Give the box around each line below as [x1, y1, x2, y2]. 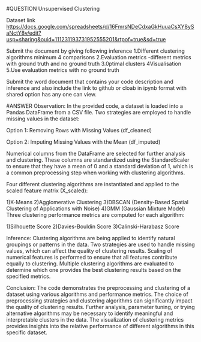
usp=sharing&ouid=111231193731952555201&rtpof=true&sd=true [6, 36, 166, 43]
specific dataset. [6, 329, 48, 336]
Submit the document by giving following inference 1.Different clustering [6, 47, 185, 55]
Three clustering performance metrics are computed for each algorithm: [6, 211, 185, 218]
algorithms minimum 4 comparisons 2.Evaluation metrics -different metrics [6, 54, 191, 60]
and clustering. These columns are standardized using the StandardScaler [6, 156, 190, 164]
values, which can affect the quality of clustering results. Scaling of [6, 247, 173, 254]
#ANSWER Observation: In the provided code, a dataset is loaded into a [6, 102, 183, 110]
